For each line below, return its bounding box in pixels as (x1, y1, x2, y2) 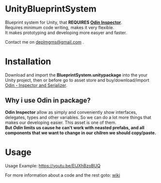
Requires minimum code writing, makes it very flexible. (5, 24, 114, 30)
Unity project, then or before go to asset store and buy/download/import (5, 77, 149, 83)
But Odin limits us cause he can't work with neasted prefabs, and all (5, 124, 145, 130)
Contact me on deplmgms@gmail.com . (5, 39, 84, 45)
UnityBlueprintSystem (5, 3, 97, 15)
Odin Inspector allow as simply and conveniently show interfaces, (5, 109, 137, 115)
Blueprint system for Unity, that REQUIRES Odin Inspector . (5, 19, 122, 25)
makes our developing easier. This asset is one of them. (5, 120, 116, 125)
